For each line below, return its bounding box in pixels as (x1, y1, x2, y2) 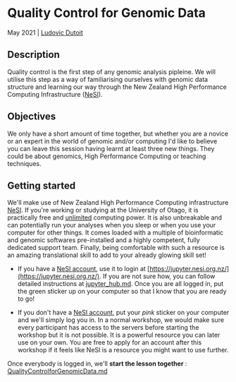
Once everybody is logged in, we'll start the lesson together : (7, 359, 187, 368)
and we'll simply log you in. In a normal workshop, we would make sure (17, 316, 224, 324)
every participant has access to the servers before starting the (17, 323, 199, 332)
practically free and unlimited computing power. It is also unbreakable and (7, 213, 223, 222)
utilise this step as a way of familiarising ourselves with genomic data (7, 75, 209, 83)
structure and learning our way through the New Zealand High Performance (7, 83, 227, 91)
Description (7, 49, 60, 61)
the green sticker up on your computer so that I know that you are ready (17, 287, 227, 296)
